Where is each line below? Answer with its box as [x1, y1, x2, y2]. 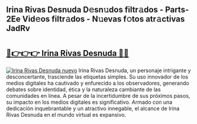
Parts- [165, 5, 189, 15]
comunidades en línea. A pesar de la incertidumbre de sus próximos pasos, [6, 92, 190, 99]
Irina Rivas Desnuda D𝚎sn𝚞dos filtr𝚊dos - [6, 5, 164, 15]
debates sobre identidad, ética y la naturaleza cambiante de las [6, 86, 161, 93]
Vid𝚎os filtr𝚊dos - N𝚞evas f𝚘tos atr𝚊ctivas [22, 14, 185, 24]
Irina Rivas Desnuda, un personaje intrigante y [78, 67, 191, 74]
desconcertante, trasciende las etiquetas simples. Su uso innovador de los [6, 73, 189, 80]
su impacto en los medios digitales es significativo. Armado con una [6, 98, 173, 106]
